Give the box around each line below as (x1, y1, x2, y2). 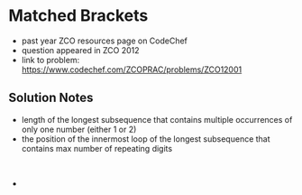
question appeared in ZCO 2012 (21, 44, 141, 55)
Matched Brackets (8, 5, 149, 26)
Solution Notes (8, 90, 94, 106)
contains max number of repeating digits (21, 143, 173, 153)
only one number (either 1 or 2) (21, 124, 137, 135)
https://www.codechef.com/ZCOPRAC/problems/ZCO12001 (21, 64, 243, 75)
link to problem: (21, 54, 80, 65)
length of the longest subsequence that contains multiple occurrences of (21, 114, 293, 125)
